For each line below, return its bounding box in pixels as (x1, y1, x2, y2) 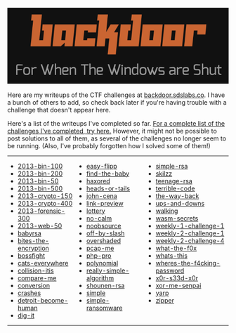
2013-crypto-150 (17, 191, 73, 200)
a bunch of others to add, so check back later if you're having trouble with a (7, 98, 227, 106)
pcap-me (86, 244, 114, 252)
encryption (17, 244, 49, 252)
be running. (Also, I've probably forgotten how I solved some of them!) (7, 141, 211, 150)
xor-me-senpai (155, 281, 202, 289)
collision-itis (17, 266, 54, 275)
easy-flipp (86, 162, 117, 170)
